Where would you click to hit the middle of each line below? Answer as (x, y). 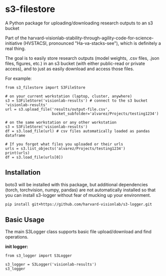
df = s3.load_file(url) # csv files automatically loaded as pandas (78, 131)
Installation (23, 173)
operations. (17, 237)
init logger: (17, 247)
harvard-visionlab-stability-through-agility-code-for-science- (91, 38)
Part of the (16, 38)
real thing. (15, 48)
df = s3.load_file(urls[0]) (34, 157)
